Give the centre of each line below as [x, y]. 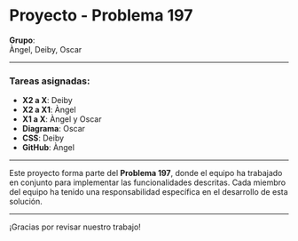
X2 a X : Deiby [47, 100]
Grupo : [22, 40]
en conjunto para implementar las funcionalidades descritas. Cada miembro [148, 182]
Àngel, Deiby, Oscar [46, 49]
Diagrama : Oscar [54, 129]
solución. [26, 202]
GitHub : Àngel [48, 148]
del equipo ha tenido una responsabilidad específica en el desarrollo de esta [149, 192]
